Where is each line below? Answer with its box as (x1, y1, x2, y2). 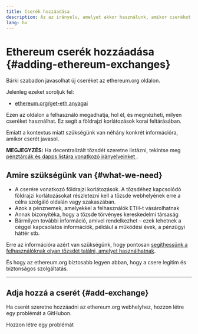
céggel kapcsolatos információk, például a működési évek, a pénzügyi (14, 224, 186, 231)
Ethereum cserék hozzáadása (6, 45, 155, 58)
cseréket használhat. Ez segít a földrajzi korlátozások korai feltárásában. (6, 117, 181, 125)
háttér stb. (14, 230, 40, 237)
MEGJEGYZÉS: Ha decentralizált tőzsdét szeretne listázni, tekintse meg (6, 147, 181, 154)
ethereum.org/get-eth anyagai (14, 100, 88, 107)
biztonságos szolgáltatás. (6, 265, 68, 272)
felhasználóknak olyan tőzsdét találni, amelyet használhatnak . (6, 247, 156, 254)
